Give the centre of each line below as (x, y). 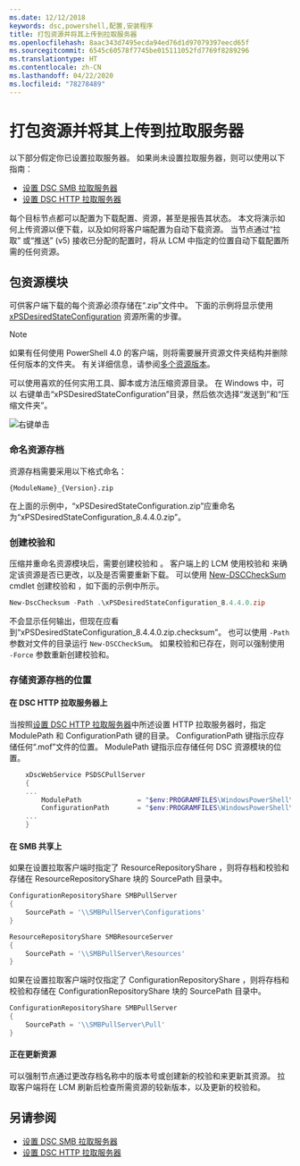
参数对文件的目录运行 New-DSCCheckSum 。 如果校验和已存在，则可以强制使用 (147, 643)
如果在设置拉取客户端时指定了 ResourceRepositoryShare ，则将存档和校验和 (150, 867)
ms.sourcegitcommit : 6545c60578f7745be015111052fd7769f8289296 (129, 51)
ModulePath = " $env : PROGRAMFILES (129, 800)
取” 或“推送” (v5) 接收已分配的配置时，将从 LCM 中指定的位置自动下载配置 (145, 240)
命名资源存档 (37, 450)
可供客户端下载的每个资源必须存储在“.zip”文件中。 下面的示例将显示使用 (142, 306)
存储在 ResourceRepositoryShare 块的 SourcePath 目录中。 (118, 879)
